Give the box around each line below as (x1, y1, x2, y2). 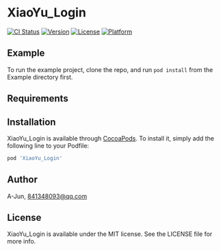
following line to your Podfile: (7, 141, 90, 150)
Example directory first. (7, 73, 73, 81)
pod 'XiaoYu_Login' (7, 154, 63, 162)
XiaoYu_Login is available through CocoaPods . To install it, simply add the (7, 134, 214, 142)
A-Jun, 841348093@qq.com (7, 192, 88, 200)
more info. (7, 237, 36, 246)
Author (7, 174, 38, 186)
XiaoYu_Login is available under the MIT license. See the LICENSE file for (7, 230, 213, 238)
